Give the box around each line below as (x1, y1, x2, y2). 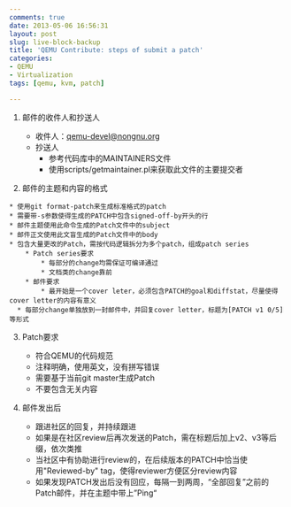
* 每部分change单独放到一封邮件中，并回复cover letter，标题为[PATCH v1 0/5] (17, 305, 284, 314)
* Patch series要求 (25, 249, 95, 257)
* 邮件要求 (25, 277, 60, 286)
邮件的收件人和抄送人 (21, 111, 100, 122)
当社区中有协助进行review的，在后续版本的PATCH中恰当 (34, 454, 241, 465)
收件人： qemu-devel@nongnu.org (34, 130, 161, 142)
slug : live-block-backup (9, 37, 101, 47)
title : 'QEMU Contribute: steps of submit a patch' (9, 46, 203, 55)
